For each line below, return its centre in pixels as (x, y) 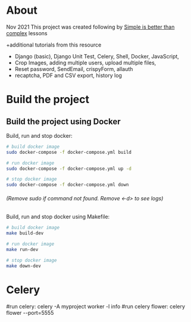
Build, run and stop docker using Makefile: (58, 217)
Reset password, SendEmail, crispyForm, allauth (74, 69)
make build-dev (25, 233)
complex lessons (27, 33)
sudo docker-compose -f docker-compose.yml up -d (69, 168)
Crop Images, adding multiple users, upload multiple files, (85, 63)
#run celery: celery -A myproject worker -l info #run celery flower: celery (96, 306)
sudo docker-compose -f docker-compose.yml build (69, 152)
